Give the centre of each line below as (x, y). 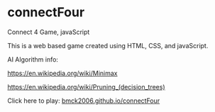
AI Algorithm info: (33, 59)
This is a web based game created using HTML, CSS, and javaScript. (108, 45)
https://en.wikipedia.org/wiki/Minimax (63, 73)
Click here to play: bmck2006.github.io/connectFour (84, 101)
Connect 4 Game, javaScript (49, 32)
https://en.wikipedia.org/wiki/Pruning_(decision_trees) (86, 86)
